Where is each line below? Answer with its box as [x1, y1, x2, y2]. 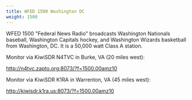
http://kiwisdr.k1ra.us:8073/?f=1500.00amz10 [6, 87, 114, 94]
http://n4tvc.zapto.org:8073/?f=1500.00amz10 [6, 65, 118, 72]
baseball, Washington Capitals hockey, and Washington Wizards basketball [6, 36, 187, 43]
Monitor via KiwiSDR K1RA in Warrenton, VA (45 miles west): [6, 76, 151, 83]
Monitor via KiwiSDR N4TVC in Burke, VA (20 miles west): [6, 53, 145, 60]
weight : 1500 [6, 14, 38, 20]
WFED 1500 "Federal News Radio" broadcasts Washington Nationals [6, 30, 170, 37]
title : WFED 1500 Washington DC [6, 8, 85, 15]
